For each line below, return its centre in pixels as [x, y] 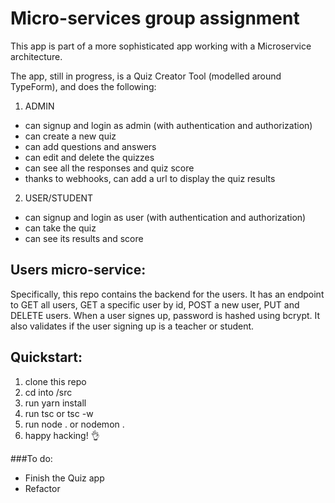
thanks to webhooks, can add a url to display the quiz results [150, 178]
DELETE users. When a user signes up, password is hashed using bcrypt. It [165, 315]
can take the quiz [60, 228]
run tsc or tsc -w [59, 413]
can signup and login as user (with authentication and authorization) [165, 217]
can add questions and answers [90, 146]
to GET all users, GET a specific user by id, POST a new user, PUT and [155, 304]
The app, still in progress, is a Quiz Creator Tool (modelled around [146, 76]
